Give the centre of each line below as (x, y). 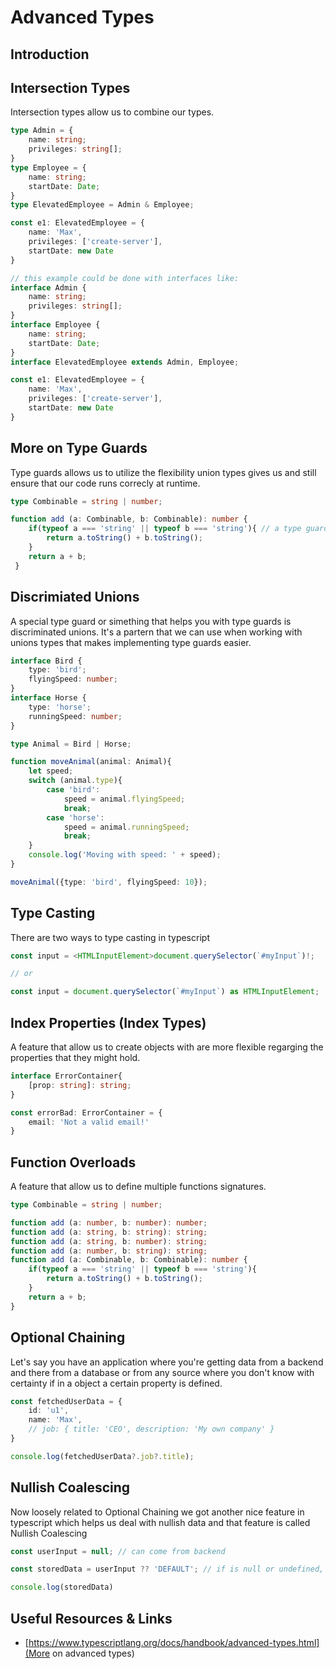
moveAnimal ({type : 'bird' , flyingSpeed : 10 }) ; (109, 882)
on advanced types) (93, 1653)
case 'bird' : (73, 790)
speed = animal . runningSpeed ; (126, 827)
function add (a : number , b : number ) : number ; (109, 1222)
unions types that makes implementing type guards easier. (131, 642)
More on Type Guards (79, 448)
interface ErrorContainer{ (66, 1076)
